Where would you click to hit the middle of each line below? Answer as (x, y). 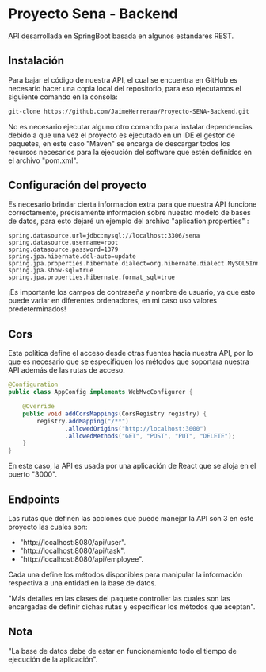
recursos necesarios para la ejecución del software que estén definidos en (130, 152)
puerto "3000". (33, 474)
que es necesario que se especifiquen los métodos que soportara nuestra (129, 361)
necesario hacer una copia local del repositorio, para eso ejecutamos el (125, 88)
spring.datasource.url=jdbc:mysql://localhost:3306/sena (104, 236)
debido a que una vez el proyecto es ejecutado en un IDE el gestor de (122, 135)
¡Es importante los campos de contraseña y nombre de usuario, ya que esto (132, 292)
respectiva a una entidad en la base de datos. (82, 583)
